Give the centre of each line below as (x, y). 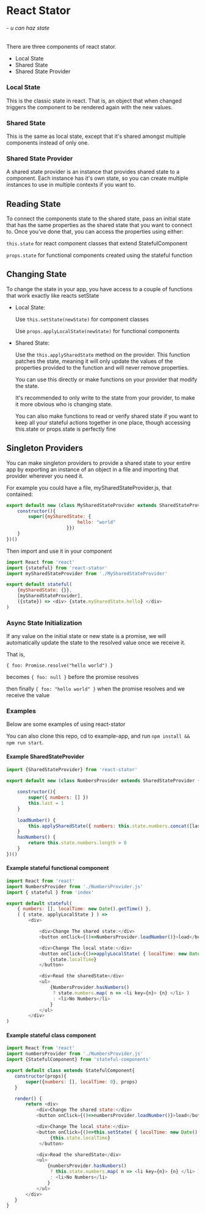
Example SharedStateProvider (45, 756)
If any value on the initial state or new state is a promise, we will (86, 636)
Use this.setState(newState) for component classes (82, 319)
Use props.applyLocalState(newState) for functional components (97, 331)
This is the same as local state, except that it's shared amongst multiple (96, 136)
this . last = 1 (46, 803)
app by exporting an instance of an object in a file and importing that (92, 469)
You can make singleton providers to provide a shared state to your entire (99, 463)
